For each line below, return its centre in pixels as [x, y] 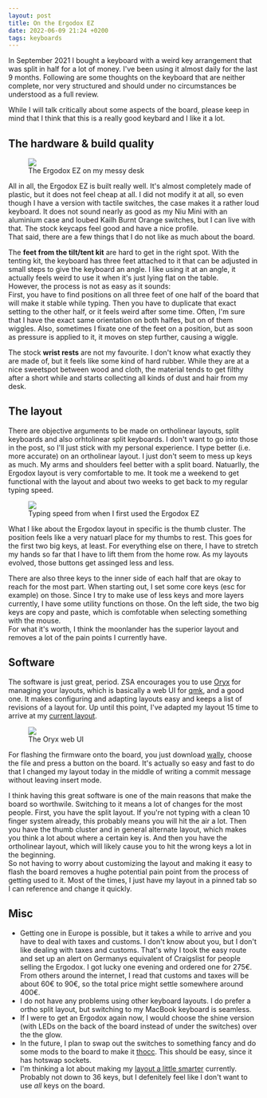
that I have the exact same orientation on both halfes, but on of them [121, 321]
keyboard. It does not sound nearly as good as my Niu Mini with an [118, 211]
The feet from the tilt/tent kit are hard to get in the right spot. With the [124, 253]
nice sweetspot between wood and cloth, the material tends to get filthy [126, 370]
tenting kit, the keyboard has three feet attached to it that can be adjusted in [133, 261]
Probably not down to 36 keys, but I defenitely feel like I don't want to [134, 1076]
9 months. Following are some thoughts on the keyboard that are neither [127, 77]
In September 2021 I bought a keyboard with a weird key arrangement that [130, 61]
